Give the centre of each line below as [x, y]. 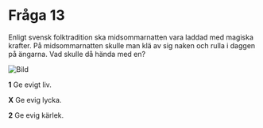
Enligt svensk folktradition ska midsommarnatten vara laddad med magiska [131, 37]
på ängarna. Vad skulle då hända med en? [77, 54]
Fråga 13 [37, 15]
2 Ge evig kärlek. [36, 115]
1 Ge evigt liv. [30, 85]
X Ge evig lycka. [35, 100]
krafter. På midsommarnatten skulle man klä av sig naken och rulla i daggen [132, 45]
